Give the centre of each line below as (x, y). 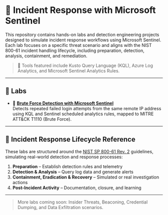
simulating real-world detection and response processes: (64, 157)
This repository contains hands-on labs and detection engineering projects (82, 34)
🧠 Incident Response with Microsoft (80, 10)
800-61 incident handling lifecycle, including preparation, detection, (75, 50)
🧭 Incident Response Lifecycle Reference (70, 139)
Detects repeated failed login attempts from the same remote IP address (87, 108)
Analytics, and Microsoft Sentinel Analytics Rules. (68, 71)
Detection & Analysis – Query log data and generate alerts (73, 172)
